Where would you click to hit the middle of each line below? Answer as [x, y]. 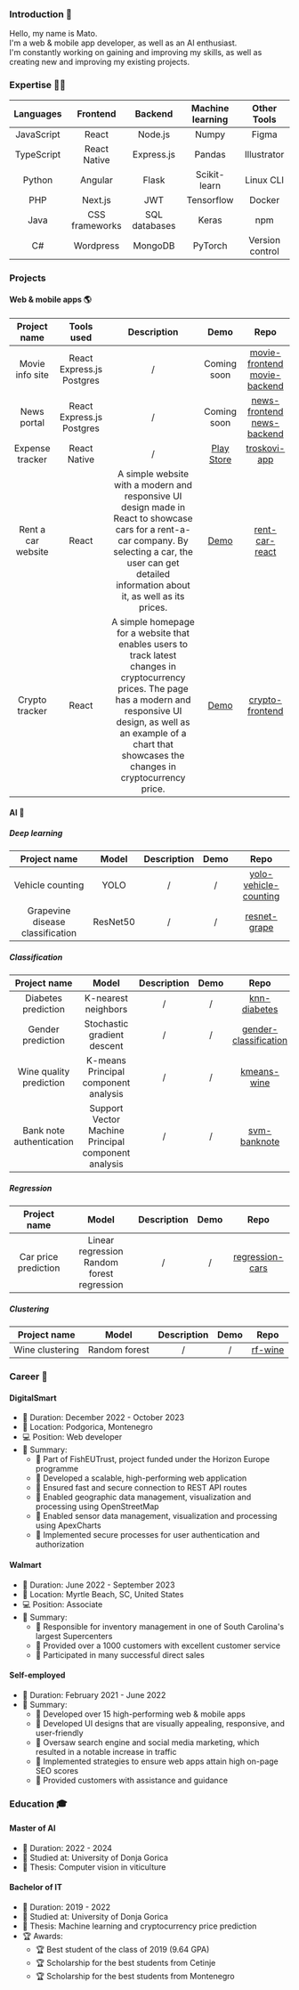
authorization [60, 1545]
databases [154, 225]
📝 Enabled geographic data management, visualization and [143, 1497]
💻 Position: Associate [62, 1604]
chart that [153, 744]
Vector [106, 1119]
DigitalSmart [33, 1398]
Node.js [154, 134]
